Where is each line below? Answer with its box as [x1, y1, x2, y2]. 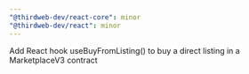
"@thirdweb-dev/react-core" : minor [9, 12, 141, 22]
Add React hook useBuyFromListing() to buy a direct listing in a [9, 45, 240, 55]
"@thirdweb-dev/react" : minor [9, 21, 122, 30]
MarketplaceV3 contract [9, 55, 98, 65]
